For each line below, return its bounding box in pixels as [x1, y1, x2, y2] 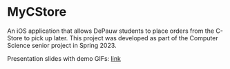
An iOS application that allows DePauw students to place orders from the [7, 27, 215, 35]
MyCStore [7, 4, 67, 20]
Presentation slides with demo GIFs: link [7, 54, 121, 62]
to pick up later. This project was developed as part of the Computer [23, 33, 219, 42]
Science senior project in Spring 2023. [7, 41, 117, 49]
